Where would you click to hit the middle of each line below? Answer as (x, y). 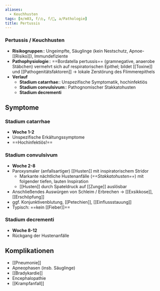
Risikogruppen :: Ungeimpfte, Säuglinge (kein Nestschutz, (70, 51)
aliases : (14, 10)
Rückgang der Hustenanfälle (41, 235)
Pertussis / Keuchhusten (35, 40)
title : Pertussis (23, 23)
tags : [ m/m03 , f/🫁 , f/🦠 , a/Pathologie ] (46, 19)
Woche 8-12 (25, 230)
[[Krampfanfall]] (28, 283)
